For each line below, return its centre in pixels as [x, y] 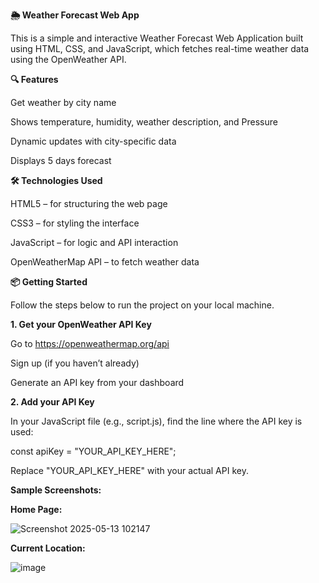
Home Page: [36, 509]
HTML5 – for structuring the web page [89, 203]
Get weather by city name [63, 102]
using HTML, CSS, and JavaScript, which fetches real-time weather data [160, 48]
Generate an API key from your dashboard [97, 382]
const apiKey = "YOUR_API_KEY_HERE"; [93, 451]
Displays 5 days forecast [61, 160]
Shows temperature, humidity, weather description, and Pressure [144, 122]
